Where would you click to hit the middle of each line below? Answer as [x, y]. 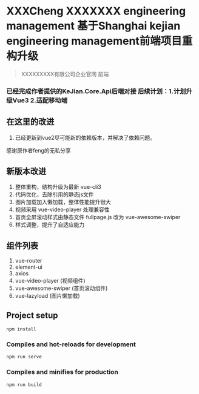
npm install [21, 329]
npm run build [24, 385]
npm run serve [24, 357]
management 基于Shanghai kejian [93, 26]
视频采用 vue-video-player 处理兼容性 [62, 209]
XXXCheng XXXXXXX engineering [96, 11]
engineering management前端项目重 [99, 41]
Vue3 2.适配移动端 [40, 100]
